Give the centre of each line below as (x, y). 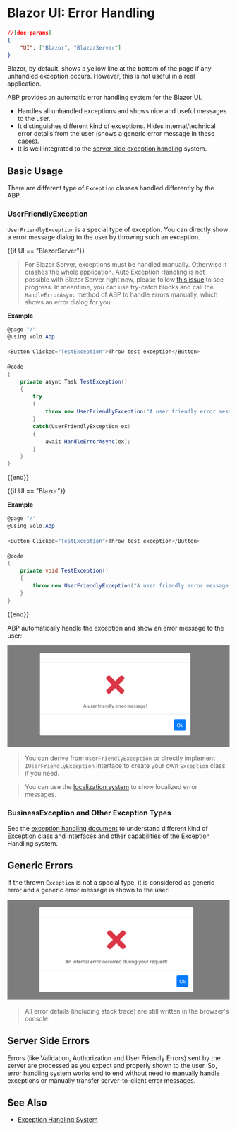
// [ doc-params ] (30, 33)
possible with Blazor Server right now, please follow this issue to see (124, 279)
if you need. (42, 774)
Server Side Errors (49, 1041)
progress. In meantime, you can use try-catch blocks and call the (119, 287)
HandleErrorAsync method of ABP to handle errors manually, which (121, 294)
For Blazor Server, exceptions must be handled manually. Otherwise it (126, 264)
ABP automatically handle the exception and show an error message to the (116, 628)
